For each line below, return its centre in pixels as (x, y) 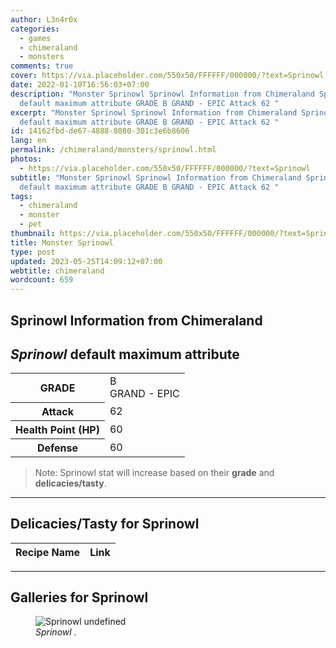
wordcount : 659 (42, 280)
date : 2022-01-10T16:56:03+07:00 (80, 85)
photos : (26, 159)
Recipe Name (48, 552)
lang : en (28, 141)
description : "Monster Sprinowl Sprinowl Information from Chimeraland (162, 94)
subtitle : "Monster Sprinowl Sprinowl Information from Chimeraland (156, 177)
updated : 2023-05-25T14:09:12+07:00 (86, 261)
